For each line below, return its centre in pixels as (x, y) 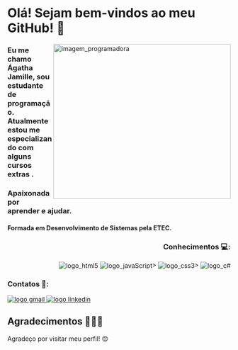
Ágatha (20, 68)
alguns (19, 157)
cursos (19, 166)
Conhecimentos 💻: (197, 247)
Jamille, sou (29, 77)
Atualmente (28, 121)
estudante (25, 86)
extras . (21, 174)
